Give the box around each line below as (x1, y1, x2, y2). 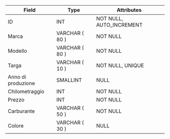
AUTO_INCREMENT (96, 21, 143, 28)
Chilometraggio (8, 88, 45, 95)
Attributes (116, 7, 142, 13)
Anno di (8, 74, 26, 80)
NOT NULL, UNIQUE (96, 62, 144, 69)
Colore (8, 122, 24, 129)
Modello (8, 48, 27, 54)
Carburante (8, 108, 35, 115)
